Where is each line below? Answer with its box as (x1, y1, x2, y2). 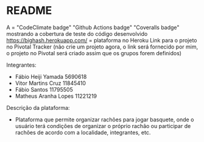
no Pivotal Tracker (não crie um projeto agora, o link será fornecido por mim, (6, 43, 199, 50)
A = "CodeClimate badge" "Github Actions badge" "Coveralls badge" (6, 24, 180, 31)
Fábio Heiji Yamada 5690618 (15, 73, 87, 80)
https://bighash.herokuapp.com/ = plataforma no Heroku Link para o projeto (6, 36, 197, 44)
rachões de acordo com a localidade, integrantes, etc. (15, 129, 151, 136)
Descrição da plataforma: (6, 104, 70, 111)
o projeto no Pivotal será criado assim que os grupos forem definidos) (6, 49, 181, 56)
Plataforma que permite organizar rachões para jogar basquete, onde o (15, 116, 194, 123)
